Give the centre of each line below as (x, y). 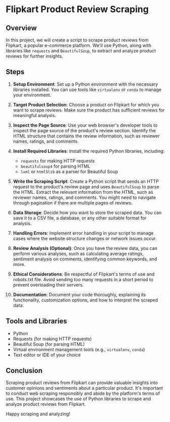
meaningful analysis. (35, 115)
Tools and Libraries (36, 321)
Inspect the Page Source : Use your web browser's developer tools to (85, 125)
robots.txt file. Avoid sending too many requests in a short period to (83, 279)
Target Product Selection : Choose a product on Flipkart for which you (86, 104)
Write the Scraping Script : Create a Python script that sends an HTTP (86, 181)
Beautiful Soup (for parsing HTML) (49, 344)
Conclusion (24, 371)
